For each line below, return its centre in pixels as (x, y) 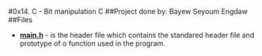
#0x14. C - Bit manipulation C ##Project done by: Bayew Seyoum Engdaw (128, 11)
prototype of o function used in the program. (93, 43)
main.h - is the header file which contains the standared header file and (137, 35)
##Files (21, 20)
